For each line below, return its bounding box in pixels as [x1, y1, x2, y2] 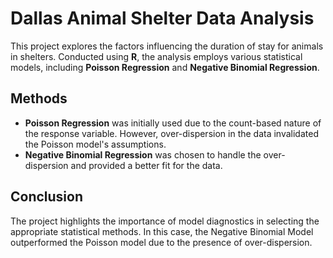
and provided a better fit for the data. [70, 159, 223, 171]
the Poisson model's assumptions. [24, 138, 167, 150]
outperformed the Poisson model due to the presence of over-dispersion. [10, 236, 313, 248]
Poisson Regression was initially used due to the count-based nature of [24, 117, 322, 129]
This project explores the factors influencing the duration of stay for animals [10, 40, 324, 52]
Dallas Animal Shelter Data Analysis [10, 7, 315, 30]
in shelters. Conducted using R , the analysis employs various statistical [10, 50, 303, 62]
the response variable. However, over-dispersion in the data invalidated [24, 127, 319, 139]
